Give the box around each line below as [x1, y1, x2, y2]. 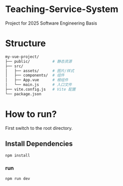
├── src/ [5, 64, 24, 69]
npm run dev [5, 176, 30, 181]
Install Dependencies [5, 139, 73, 148]
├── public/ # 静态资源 [5, 59, 72, 64]
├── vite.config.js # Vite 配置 [5, 87, 76, 92]
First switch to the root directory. [5, 125, 73, 131]
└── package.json [5, 91, 42, 96]
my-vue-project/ [5, 54, 39, 59]
